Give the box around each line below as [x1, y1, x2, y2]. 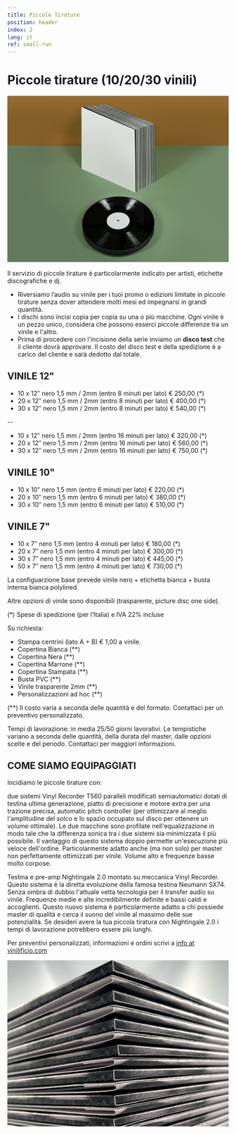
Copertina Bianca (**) [17, 644, 81, 654]
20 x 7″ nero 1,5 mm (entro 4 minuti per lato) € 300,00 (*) [17, 547, 183, 555]
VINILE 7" [7, 521, 51, 533]
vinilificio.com [7, 946, 48, 955]
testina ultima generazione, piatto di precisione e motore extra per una [7, 799, 211, 808]
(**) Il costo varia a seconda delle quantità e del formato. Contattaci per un [7, 703, 223, 712]
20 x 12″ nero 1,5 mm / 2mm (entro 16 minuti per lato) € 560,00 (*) [17, 438, 209, 447]
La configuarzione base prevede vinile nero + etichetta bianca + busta [7, 575, 211, 584]
